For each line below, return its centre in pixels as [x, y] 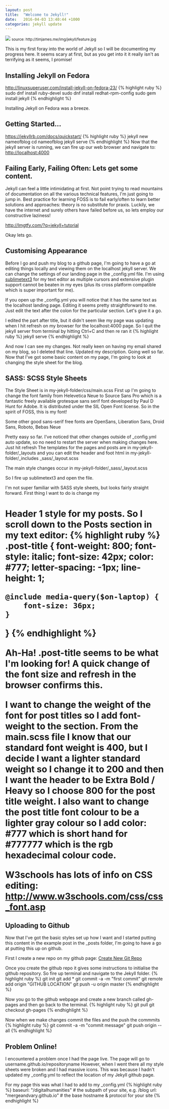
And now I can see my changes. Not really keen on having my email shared [83, 346]
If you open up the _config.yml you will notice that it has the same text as [81, 300]
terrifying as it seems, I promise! [39, 60]
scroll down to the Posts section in [79, 524]
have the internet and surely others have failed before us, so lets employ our [84, 210]
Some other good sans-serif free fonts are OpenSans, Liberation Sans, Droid [85, 422]
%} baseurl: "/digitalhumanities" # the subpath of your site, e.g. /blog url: [81, 1090]
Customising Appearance [46, 251]
